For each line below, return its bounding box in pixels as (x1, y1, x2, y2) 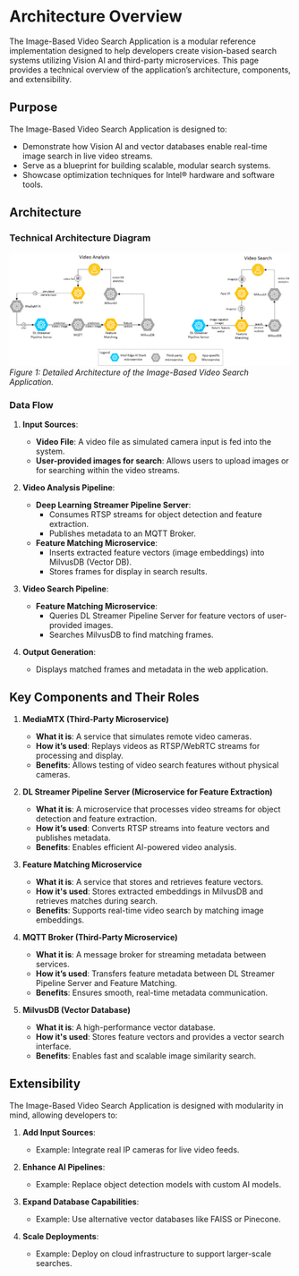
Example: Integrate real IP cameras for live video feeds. (35, 1144, 240, 1155)
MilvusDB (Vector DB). (48, 557, 132, 567)
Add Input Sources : (21, 1127, 96, 1137)
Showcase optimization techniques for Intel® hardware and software (21, 169, 275, 180)
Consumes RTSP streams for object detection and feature (48, 509, 262, 520)
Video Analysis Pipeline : (21, 482, 115, 493)
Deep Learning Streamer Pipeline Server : (35, 499, 192, 511)
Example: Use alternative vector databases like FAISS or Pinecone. (35, 1213, 282, 1224)
